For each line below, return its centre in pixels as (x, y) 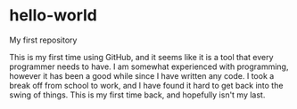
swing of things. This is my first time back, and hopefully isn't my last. (137, 95)
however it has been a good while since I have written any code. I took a (142, 75)
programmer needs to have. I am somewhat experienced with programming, (149, 66)
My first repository (43, 40)
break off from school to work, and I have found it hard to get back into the (146, 85)
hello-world (54, 16)
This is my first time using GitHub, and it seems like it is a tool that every (141, 57)
